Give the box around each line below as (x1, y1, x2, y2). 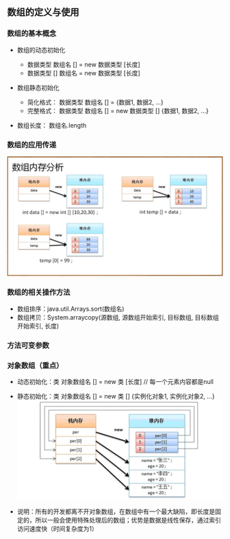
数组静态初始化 (16, 83, 60, 91)
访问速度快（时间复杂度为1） (16, 524, 98, 533)
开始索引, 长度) (16, 322, 60, 330)
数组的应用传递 (7, 140, 57, 149)
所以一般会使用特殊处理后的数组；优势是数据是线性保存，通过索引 (35, 516, 221, 524)
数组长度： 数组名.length (16, 121, 87, 129)
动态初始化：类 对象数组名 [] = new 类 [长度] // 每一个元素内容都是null (16, 378, 214, 386)
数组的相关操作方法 (7, 287, 71, 297)
